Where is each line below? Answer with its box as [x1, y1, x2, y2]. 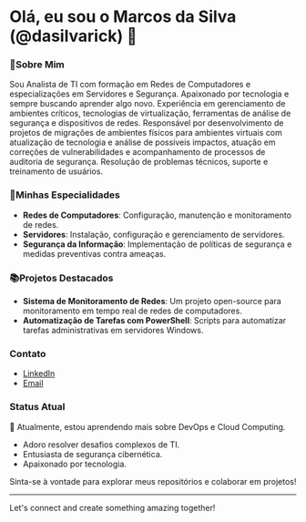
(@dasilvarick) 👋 [9, 26, 138, 46]
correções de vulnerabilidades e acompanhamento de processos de [9, 147, 266, 158]
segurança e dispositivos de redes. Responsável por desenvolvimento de [9, 118, 284, 128]
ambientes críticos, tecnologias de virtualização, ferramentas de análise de [9, 107, 291, 119]
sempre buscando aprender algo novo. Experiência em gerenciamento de [9, 98, 286, 109]
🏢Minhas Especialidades [9, 189, 120, 201]
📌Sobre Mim [9, 58, 66, 71]
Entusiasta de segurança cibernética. [22, 448, 163, 459]
